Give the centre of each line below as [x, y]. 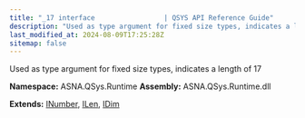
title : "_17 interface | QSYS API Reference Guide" [142, 18]
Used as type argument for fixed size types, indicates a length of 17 [135, 69]
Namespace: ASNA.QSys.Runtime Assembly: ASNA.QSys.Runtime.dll [140, 86]
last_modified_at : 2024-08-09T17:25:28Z [87, 34]
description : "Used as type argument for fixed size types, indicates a [150, 26]
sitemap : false [38, 43]
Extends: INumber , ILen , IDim [64, 104]
